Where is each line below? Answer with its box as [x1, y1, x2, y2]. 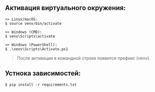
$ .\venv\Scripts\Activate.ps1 [5, 46, 68, 52]
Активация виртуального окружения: [5, 4, 126, 12]
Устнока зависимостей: [5, 69, 81, 77]
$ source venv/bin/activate [5, 21, 62, 26]
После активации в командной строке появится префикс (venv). [16, 55, 151, 61]
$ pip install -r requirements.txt [5, 82, 77, 87]
